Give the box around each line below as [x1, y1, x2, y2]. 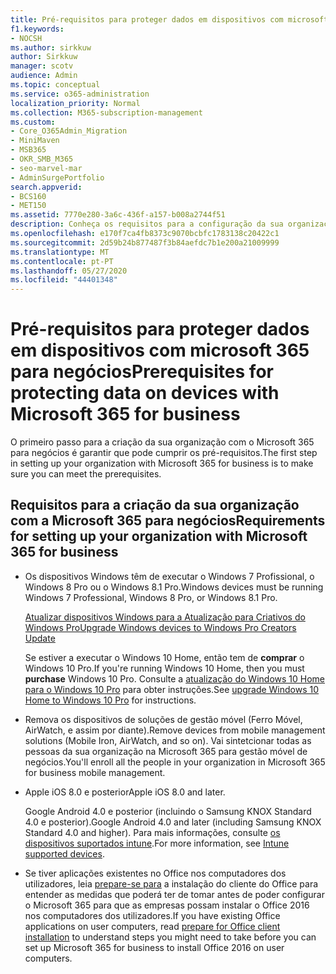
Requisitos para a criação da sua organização [10, 497, 300, 514]
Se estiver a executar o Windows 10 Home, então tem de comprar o [24, 651, 305, 663]
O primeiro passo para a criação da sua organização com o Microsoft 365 [10, 436, 315, 448]
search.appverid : [10, 182, 83, 192]
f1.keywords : [10, 24, 65, 34]
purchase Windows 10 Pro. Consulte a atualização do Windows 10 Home [24, 672, 326, 685]
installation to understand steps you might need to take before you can [24, 931, 317, 943]
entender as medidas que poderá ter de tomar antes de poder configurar [24, 888, 325, 900]
